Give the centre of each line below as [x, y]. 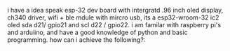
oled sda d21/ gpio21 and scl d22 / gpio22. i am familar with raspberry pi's [114, 25]
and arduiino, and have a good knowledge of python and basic [97, 32]
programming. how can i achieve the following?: [76, 40]
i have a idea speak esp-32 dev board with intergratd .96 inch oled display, [115, 10]
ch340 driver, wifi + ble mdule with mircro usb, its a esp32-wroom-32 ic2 [113, 17]
